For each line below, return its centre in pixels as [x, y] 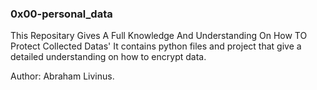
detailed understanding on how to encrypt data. [108, 57]
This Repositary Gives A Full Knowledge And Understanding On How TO [159, 36]
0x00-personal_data [61, 14]
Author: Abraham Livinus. [62, 76]
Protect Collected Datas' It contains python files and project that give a [156, 46]
